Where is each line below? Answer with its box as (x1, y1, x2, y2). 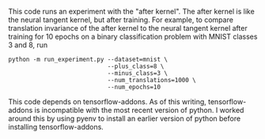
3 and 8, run (8, 40, 48, 50)
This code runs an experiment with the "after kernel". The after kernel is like (8, 7, 255, 16)
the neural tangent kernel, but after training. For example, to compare (8, 15, 233, 24)
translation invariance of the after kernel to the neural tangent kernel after (8, 24, 248, 32)
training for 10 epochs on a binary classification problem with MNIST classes (8, 32, 258, 41)
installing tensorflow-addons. (8, 122, 104, 131)
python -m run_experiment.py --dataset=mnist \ (8, 55, 168, 63)
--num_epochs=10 (107, 83, 161, 91)
